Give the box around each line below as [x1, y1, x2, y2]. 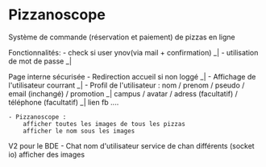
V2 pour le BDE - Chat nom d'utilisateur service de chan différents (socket [8, 141, 256, 150]
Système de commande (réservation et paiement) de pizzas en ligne [8, 32, 235, 42]
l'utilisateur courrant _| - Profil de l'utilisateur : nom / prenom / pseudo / [8, 80, 245, 90]
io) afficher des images [8, 149, 85, 159]
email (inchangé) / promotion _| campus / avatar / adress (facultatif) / [8, 88, 238, 98]
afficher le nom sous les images [23, 127, 135, 135]
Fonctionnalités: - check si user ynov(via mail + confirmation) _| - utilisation [8, 47, 259, 57]
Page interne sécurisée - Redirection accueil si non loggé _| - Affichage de [8, 71, 256, 81]
